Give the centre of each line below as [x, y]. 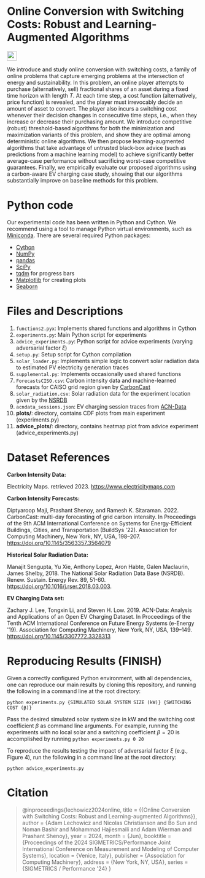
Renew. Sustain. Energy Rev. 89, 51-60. [56, 579]
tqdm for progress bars [45, 273]
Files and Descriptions [65, 311]
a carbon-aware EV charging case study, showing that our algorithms [95, 174]
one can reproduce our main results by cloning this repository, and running [102, 684]
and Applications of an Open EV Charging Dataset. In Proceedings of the [99, 616]
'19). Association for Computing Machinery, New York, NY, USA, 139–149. [100, 629]
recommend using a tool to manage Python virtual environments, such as [99, 229]
